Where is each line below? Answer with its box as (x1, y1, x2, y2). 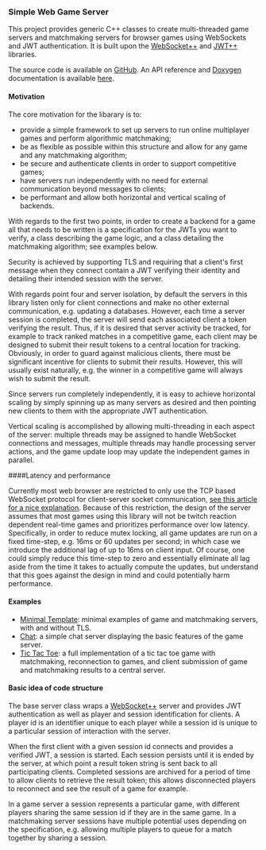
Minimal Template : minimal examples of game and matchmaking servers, (19, 614, 258, 624)
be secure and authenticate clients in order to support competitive (19, 158, 237, 168)
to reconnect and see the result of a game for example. (8, 783, 189, 793)
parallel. (8, 455, 35, 465)
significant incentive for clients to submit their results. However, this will (8, 357, 243, 366)
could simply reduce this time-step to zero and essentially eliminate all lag (8, 553, 250, 562)
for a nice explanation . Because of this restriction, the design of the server (8, 503, 252, 512)
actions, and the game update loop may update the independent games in (8, 446, 250, 456)
